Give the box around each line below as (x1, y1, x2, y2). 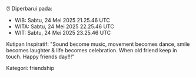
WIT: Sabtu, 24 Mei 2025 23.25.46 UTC (14, 29, 111, 36)
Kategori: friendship (6, 65, 55, 71)
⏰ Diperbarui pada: (6, 5, 53, 12)
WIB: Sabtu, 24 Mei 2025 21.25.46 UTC (14, 17, 111, 24)
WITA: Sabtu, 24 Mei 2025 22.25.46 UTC (14, 23, 115, 30)
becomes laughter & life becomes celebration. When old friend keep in (6, 47, 178, 53)
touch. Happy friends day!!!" (6, 53, 75, 60)
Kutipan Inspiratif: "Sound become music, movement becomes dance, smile (6, 41, 190, 48)
